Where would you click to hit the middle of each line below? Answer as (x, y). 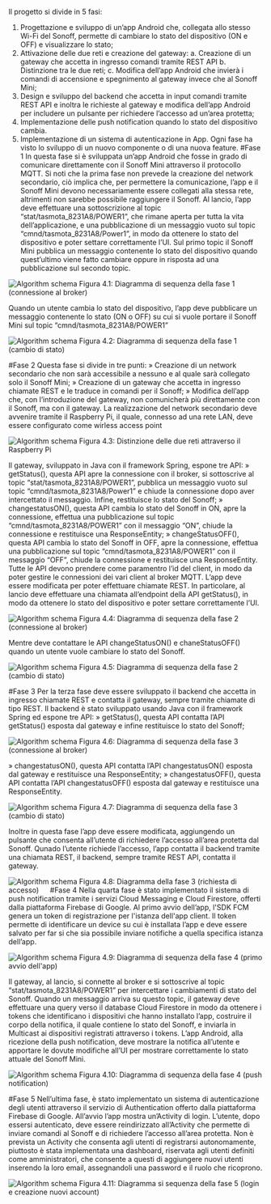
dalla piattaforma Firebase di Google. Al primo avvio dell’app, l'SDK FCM (129, 907)
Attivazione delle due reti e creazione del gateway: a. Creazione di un (135, 53)
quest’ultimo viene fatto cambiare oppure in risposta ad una (119, 259)
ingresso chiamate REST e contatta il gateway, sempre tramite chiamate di (132, 700)
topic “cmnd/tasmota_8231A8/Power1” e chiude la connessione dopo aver (131, 491)
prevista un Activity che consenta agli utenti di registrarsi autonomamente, (132, 1142)
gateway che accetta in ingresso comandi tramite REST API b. (123, 61)
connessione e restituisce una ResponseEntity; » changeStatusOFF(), (124, 534)
